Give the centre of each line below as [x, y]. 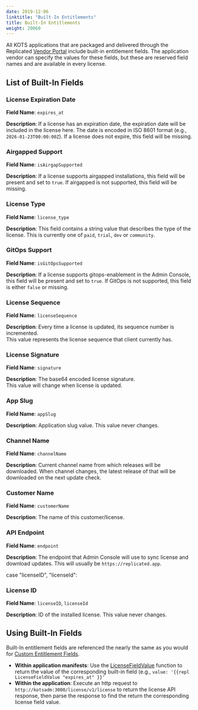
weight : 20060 [24, 28]
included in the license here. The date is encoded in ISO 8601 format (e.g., [97, 130]
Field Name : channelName [36, 453]
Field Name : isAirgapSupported [44, 165]
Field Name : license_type [38, 217]
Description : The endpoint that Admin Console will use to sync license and [98, 557]
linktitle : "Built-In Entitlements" [51, 17]
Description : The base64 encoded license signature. [71, 379]
